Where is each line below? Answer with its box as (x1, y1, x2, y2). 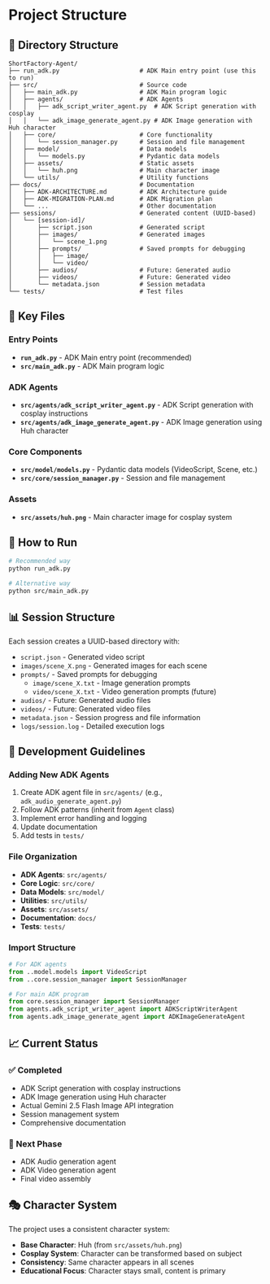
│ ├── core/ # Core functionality (8, 131, 213, 139)
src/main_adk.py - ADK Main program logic (20, 360, 165, 371)
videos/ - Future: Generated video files (20, 704, 151, 714)
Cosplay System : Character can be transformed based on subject (20, 1248, 242, 1258)
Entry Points (8, 334, 59, 345)
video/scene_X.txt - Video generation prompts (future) (32, 686, 217, 697)
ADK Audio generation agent (20, 1157, 116, 1167)
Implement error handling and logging (20, 814, 147, 823)
